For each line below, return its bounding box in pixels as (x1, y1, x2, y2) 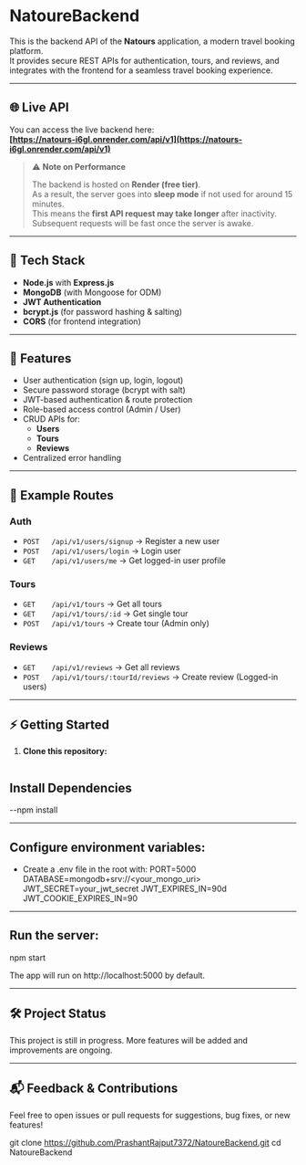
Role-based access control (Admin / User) (22, 404, 181, 415)
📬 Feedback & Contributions (9, 1081, 178, 1097)
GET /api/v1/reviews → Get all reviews (22, 661, 180, 672)
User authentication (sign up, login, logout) (22, 375, 184, 386)
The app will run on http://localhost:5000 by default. (9, 970, 206, 981)
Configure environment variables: (9, 839, 206, 855)
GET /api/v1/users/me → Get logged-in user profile (22, 555, 226, 566)
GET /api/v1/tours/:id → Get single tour (22, 608, 189, 619)
